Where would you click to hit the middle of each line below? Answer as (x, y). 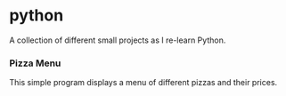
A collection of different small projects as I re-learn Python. (118, 40)
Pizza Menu (35, 63)
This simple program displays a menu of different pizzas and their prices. (143, 83)
